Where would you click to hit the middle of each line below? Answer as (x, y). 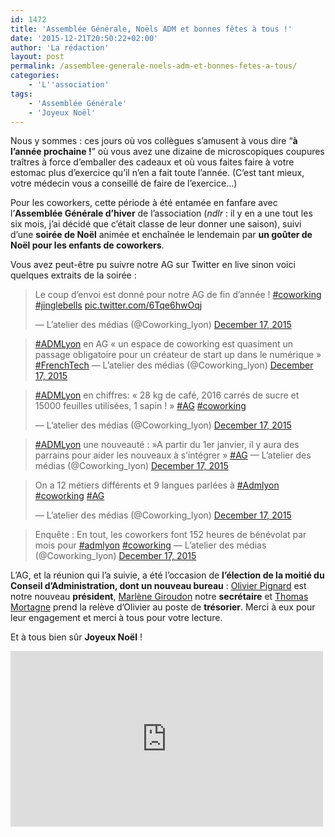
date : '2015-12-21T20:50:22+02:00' (84, 38)
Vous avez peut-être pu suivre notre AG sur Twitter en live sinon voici (153, 265)
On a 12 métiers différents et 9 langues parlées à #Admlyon (157, 485)
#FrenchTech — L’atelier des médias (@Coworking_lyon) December (174, 365)
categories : (35, 76)
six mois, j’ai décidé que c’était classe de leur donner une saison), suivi (156, 224)
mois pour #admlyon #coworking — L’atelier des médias (150, 545)
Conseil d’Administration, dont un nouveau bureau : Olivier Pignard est (158, 586)
